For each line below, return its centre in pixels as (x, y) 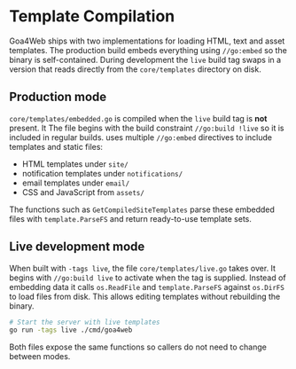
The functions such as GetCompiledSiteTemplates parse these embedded (142, 209)
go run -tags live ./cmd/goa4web (71, 330)
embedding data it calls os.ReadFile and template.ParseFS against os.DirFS (147, 287)
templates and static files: (56, 146)
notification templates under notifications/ (102, 173)
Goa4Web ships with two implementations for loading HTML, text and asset (147, 41)
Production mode (58, 97)
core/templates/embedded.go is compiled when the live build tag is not (138, 118)
